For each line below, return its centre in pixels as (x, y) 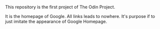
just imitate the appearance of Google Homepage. (56, 22)
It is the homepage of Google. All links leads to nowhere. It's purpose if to (80, 16)
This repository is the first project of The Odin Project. (60, 7)
